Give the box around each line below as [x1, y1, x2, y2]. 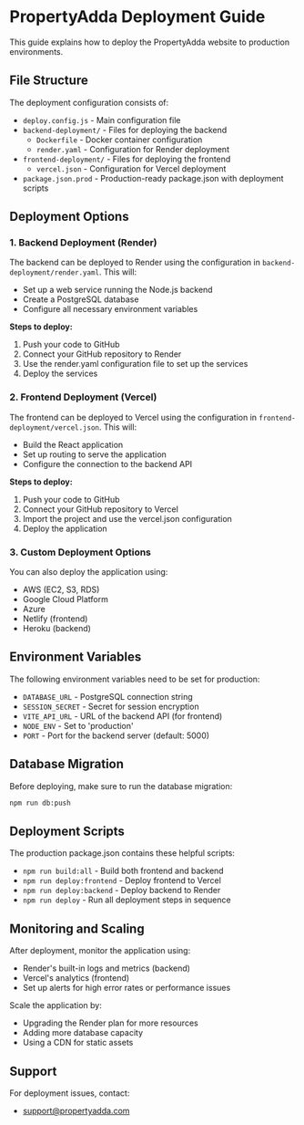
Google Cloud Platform [22, 594, 109, 605]
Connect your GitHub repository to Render [22, 349, 182, 359]
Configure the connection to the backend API [22, 458, 193, 469]
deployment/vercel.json [9, 422, 100, 432]
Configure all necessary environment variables [22, 304, 198, 315]
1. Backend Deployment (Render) [9, 236, 157, 249]
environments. [9, 46, 64, 57]
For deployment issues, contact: [9, 1088, 130, 1099]
